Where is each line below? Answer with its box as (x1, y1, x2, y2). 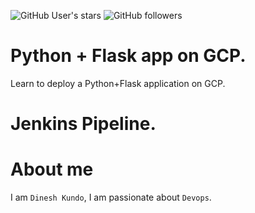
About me (10, 158, 94, 181)
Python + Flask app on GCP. (10, 45, 247, 67)
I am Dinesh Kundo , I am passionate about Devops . (10, 191, 212, 204)
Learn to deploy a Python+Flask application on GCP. (10, 77, 226, 89)
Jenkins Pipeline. (10, 113, 157, 135)
